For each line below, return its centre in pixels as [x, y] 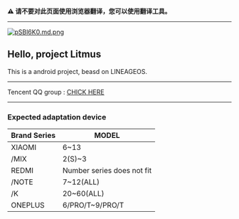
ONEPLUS [28, 205]
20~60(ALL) [83, 193]
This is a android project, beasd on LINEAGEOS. [78, 71]
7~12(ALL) [81, 182]
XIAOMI [24, 147]
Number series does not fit [107, 171]
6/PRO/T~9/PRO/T [93, 205]
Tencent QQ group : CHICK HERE [56, 92]
